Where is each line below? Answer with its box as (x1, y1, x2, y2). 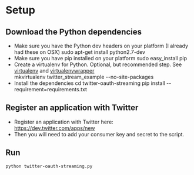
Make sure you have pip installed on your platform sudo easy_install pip (14, 55, 188, 61)
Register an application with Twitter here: (14, 118, 114, 125)
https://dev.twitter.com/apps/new (14, 124, 95, 132)
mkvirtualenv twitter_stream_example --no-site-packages (14, 74, 154, 80)
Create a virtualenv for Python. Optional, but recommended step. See (14, 61, 182, 68)
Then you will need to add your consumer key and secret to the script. (14, 131, 185, 138)
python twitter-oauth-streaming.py (5, 163, 93, 169)
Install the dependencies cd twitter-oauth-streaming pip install (14, 80, 165, 87)
